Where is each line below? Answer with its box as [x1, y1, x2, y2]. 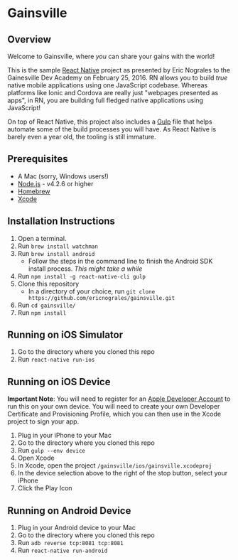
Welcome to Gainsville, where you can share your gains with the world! [7, 52, 215, 60]
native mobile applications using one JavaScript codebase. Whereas [7, 81, 208, 90]
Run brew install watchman [17, 242, 98, 250]
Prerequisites [7, 153, 68, 165]
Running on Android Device [7, 505, 131, 517]
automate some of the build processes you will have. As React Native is [7, 125, 217, 133]
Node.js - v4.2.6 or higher [17, 179, 94, 188]
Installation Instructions [7, 215, 116, 227]
